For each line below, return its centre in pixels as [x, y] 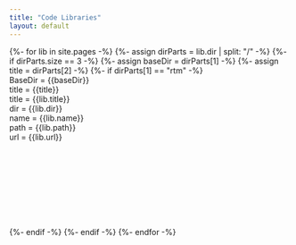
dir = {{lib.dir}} [36, 108]
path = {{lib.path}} [43, 127]
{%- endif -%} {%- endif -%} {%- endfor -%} [93, 232]
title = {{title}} [34, 89]
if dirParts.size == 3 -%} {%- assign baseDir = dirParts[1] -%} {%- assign [144, 61]
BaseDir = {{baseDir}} [49, 80]
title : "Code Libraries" [55, 17]
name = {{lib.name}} [47, 118]
